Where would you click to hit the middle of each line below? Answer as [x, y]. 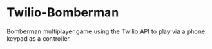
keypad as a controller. [39, 38]
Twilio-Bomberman [63, 13]
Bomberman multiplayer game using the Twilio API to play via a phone [106, 31]
